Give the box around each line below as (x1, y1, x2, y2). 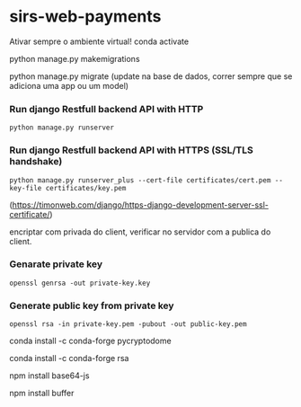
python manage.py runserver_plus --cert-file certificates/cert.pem (9, 175, 271, 185)
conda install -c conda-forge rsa (9, 353, 129, 364)
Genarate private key (9, 258, 103, 270)
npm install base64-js (9, 370, 90, 381)
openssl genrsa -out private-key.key (9, 279, 151, 288)
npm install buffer (9, 388, 75, 399)
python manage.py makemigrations (9, 53, 141, 64)
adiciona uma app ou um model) (9, 80, 128, 91)
